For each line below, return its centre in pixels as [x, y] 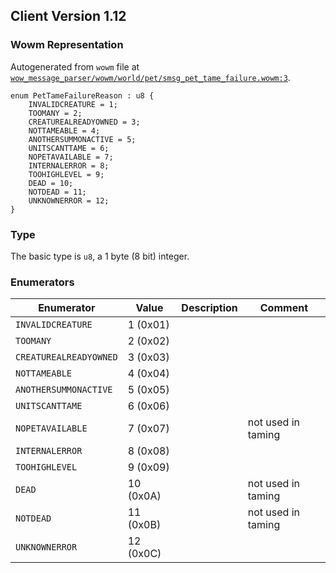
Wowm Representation [67, 45]
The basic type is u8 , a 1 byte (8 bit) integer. [100, 256]
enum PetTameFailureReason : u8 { [82, 95]
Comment [283, 308]
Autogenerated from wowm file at [75, 66]
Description [209, 308]
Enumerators [42, 282]
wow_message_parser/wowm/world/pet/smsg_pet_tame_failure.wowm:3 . [150, 77]
